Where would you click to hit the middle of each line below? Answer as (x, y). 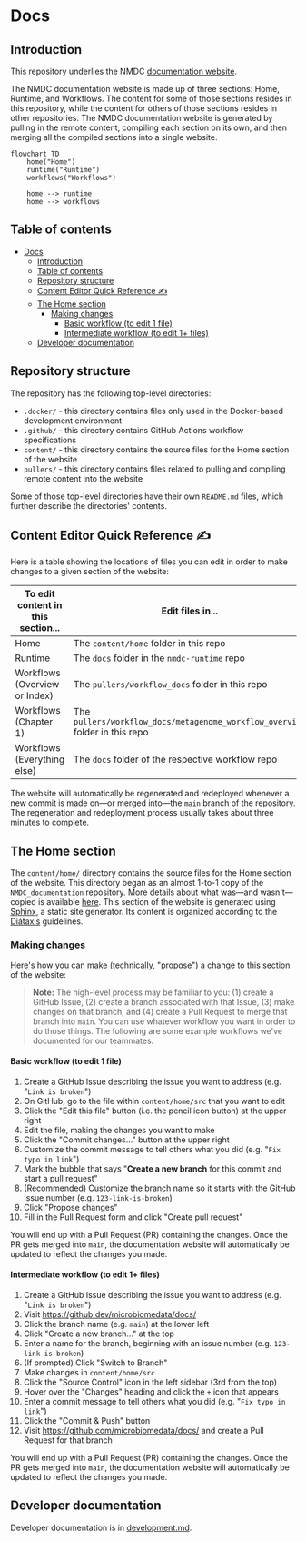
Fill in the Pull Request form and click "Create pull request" (133, 1217)
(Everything (40, 759)
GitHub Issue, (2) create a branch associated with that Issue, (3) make (163, 1001)
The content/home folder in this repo (149, 644)
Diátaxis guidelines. (47, 921)
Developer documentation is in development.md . (101, 1527)
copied (24, 902)
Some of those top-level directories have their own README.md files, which (147, 496)
